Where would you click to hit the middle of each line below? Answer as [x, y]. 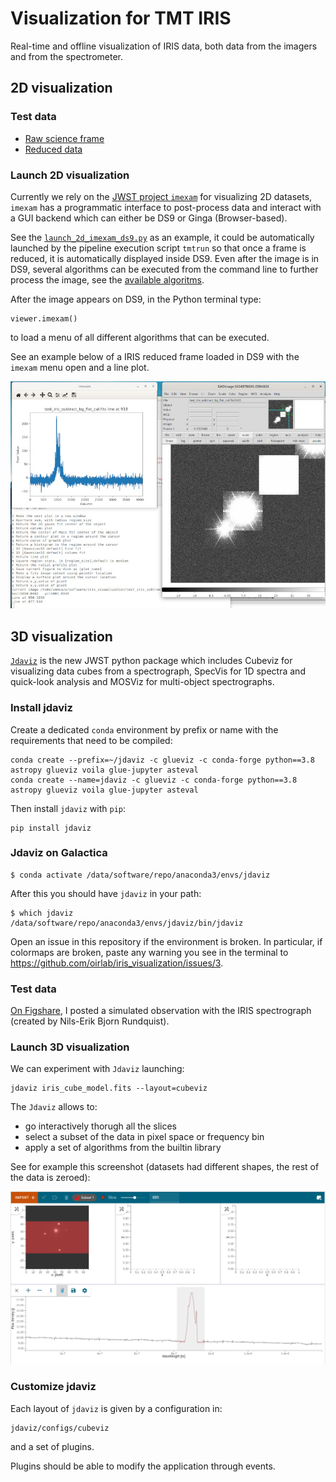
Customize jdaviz [53, 1387]
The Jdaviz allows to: [54, 1107]
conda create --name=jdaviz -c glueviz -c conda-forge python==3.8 [154, 780]
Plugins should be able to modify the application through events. [143, 1466]
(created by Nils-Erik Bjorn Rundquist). [90, 1021]
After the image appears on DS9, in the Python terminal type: [136, 299]
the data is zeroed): [50, 1178]
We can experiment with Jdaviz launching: [97, 1069]
